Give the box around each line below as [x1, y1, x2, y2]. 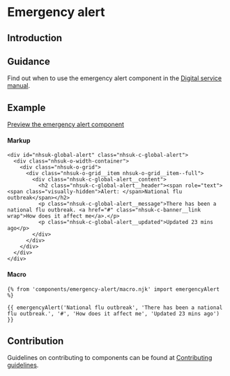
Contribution [7, 336, 64, 347]
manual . [7, 82, 30, 90]
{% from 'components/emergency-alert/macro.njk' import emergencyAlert [7, 285, 220, 293]
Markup [7, 136, 31, 144]
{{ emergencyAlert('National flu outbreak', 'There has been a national [7, 304, 223, 311]
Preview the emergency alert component [7, 120, 124, 129]
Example [7, 102, 46, 114]
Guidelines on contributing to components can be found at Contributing [7, 354, 213, 362]
